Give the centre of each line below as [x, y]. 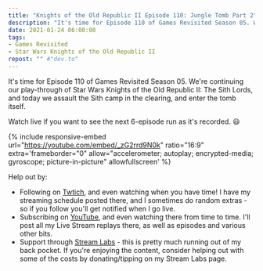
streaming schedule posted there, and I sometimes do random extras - [133, 200]
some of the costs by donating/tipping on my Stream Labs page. [123, 258]
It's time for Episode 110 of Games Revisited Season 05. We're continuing [126, 81]
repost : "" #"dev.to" [43, 60]
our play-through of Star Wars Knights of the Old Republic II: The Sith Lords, [130, 89]
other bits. [36, 233]
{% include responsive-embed [58, 136]
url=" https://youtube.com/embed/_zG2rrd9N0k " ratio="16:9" [106, 145]
